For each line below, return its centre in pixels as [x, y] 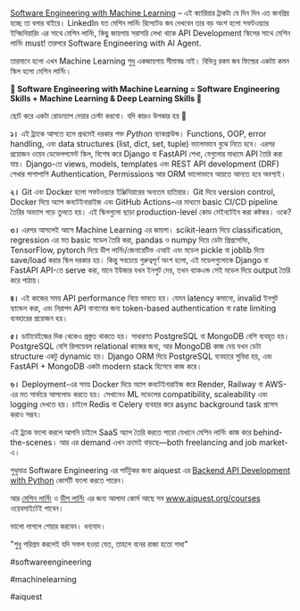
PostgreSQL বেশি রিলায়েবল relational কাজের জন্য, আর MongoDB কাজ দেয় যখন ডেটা [136, 346]
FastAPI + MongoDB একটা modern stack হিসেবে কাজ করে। [106, 366]
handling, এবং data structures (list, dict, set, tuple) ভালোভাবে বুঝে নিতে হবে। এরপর [142, 144]
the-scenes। [34, 442]
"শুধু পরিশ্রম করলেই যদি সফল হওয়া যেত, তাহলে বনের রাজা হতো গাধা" [99, 544]
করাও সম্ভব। [26, 414]
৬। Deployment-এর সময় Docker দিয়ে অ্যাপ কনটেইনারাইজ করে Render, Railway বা [137, 384]
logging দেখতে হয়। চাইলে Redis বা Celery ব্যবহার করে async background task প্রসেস [144, 404]
